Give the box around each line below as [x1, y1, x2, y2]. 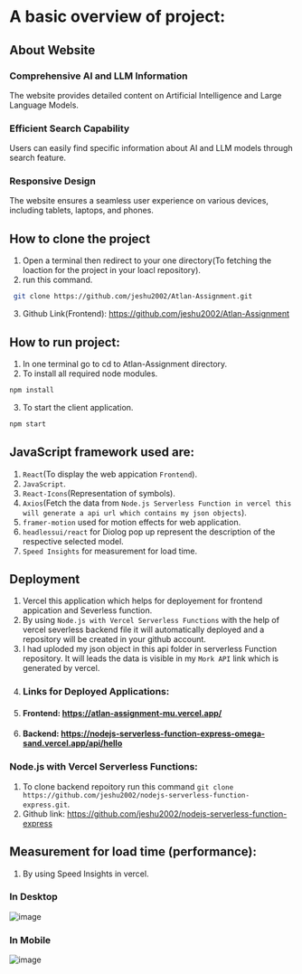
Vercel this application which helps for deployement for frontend [22, 595, 263, 607]
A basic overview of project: [9, 6, 226, 27]
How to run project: [9, 335, 120, 350]
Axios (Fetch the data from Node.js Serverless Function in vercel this [22, 497, 292, 508]
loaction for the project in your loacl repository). [22, 265, 202, 276]
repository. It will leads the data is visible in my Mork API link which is [22, 653, 278, 664]
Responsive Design [9, 175, 97, 187]
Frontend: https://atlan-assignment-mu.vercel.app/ [22, 707, 222, 718]
